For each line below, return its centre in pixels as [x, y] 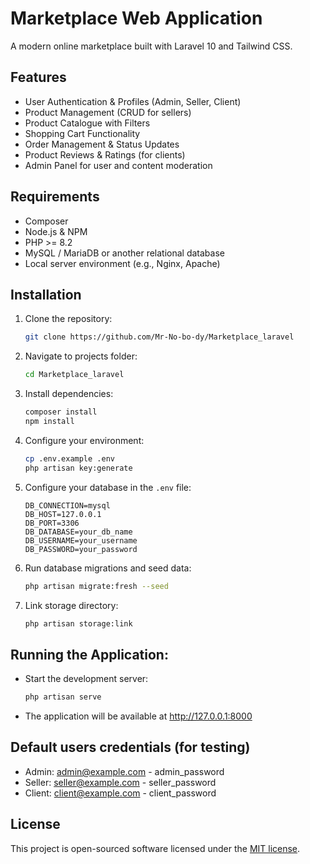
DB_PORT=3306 [52, 523]
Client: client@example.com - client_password [120, 793]
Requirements [55, 197]
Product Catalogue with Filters [87, 123]
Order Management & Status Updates [102, 144]
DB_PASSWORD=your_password [81, 549]
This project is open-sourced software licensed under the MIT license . [155, 848]
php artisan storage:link [78, 623]
